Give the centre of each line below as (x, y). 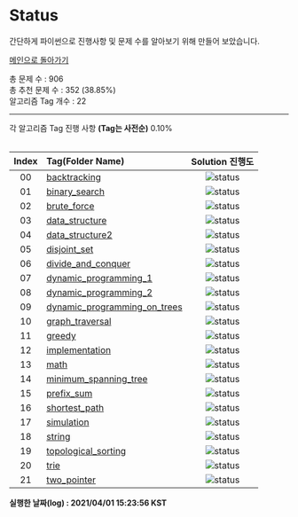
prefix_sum (70, 393)
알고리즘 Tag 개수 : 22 (48, 101)
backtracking (74, 176)
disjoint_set (70, 249)
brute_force (71, 206)
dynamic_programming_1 (100, 278)
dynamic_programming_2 (100, 292)
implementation (79, 349)
